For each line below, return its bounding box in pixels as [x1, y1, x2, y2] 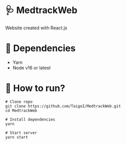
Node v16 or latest [12, 64, 51, 70]
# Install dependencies [5, 117, 56, 122]
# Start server [5, 130, 37, 135]
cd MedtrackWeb [5, 108, 37, 113]
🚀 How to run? [5, 83, 65, 94]
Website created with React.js [5, 24, 67, 31]
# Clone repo [5, 99, 33, 104]
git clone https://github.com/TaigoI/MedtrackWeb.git [5, 103, 121, 108]
